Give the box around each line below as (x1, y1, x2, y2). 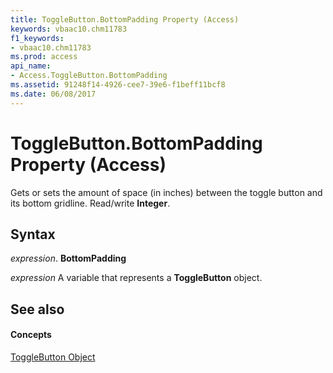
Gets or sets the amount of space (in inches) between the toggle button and (10, 186, 323, 198)
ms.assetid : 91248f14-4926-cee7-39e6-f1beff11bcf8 (10, 80, 226, 90)
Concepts (10, 329, 52, 341)
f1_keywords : (10, 33, 65, 43)
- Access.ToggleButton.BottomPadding (10, 71, 168, 81)
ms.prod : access (10, 52, 78, 62)
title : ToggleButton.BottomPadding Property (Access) (10, 14, 240, 25)
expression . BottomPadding (10, 252, 127, 265)
